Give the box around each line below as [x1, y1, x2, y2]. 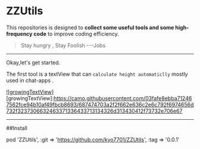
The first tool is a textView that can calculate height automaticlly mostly [6, 70, 189, 77]
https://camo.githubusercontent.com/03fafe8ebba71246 [53, 94, 192, 102]
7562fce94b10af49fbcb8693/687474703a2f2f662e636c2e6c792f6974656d [6, 101, 194, 108]
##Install [6, 124, 28, 132]
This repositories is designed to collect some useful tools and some [6, 24, 174, 31]
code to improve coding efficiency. [33, 30, 119, 37]
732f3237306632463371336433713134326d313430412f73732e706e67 [6, 107, 183, 114]
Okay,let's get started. [6, 58, 61, 66]
